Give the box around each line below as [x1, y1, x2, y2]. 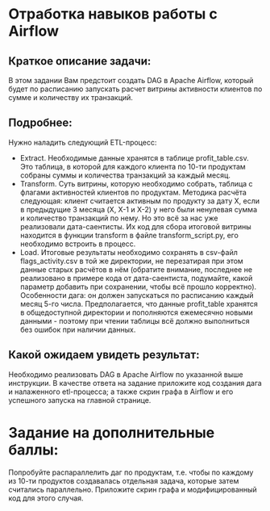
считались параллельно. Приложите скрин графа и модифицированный [8, 484, 258, 494]
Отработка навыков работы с [8, 5, 218, 23]
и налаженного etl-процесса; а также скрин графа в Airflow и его [8, 387, 234, 396]
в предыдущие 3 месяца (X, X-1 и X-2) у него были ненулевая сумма [19, 204, 258, 214]
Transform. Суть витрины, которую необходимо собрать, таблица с [19, 178, 253, 188]
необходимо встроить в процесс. [19, 239, 136, 249]
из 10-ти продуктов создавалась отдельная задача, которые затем [8, 475, 239, 485]
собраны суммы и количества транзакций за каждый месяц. [19, 170, 231, 180]
